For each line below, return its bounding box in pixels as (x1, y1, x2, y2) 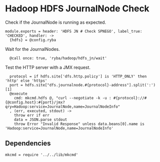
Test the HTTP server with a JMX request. (5, 64, 91, 70)
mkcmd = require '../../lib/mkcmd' (5, 152, 79, 157)
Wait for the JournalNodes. (5, 46, 60, 52)
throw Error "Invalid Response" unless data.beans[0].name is (14, 121, 145, 126)
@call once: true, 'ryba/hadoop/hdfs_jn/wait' (9, 55, 107, 61)
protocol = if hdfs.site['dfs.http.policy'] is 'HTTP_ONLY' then (9, 74, 147, 79)
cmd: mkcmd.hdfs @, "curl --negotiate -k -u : (14, 95, 112, 100)
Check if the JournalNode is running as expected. (5, 19, 106, 25)
